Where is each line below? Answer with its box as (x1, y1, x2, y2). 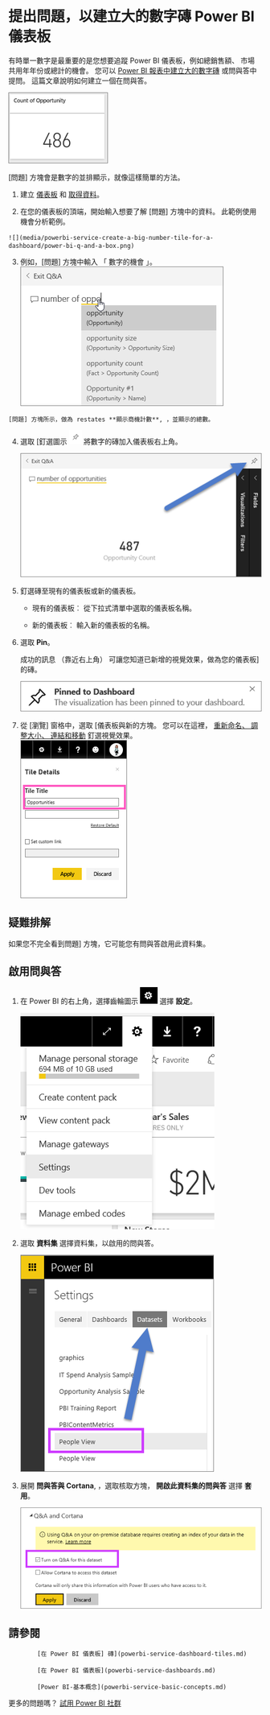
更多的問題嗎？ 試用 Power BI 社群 (8, 1698, 122, 1708)
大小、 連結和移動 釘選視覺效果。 (27, 730, 137, 740)
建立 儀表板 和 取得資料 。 (19, 189, 104, 199)
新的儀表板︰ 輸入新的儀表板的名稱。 (31, 621, 154, 630)
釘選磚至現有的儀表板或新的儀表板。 (19, 586, 141, 596)
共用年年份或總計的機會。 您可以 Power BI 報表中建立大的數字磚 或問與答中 (8, 65, 257, 75)
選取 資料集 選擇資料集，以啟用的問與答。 (19, 1238, 158, 1248)
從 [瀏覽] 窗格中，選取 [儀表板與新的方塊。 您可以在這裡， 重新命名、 (19, 720, 249, 729)
